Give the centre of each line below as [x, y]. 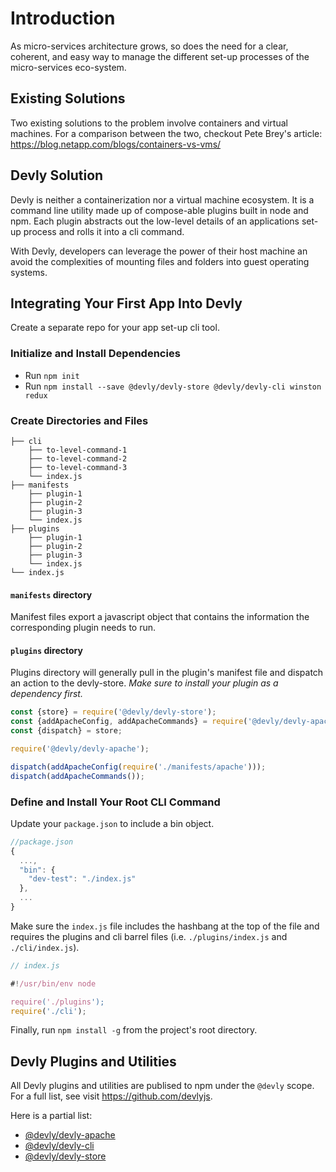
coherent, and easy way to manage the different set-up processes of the [160, 56]
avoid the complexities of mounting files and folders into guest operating [160, 261]
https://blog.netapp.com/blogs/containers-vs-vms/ [116, 144]
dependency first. [46, 694]
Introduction [63, 18]
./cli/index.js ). [45, 947]
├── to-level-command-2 [78, 458]
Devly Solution [57, 175]
